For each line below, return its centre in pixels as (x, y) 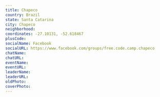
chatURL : (15, 58)
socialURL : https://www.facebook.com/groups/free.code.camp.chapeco (80, 48)
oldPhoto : (16, 82)
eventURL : (16, 67)
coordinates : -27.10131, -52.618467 (44, 34)
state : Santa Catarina (29, 20)
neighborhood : (21, 29)
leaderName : (18, 72)
